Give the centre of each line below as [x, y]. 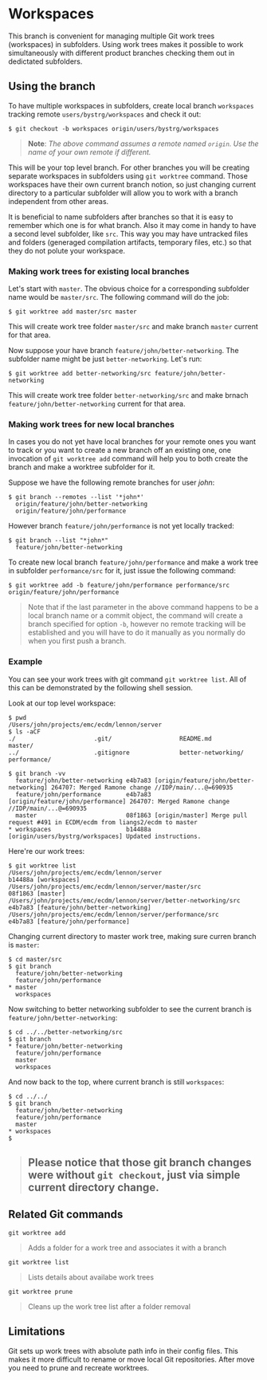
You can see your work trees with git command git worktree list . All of [128, 679]
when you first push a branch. [77, 641]
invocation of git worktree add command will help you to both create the [128, 458]
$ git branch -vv [37, 773]
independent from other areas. [59, 201]
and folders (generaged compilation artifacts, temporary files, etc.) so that [130, 242]
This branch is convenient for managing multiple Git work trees [112, 36]
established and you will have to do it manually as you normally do [136, 633]
